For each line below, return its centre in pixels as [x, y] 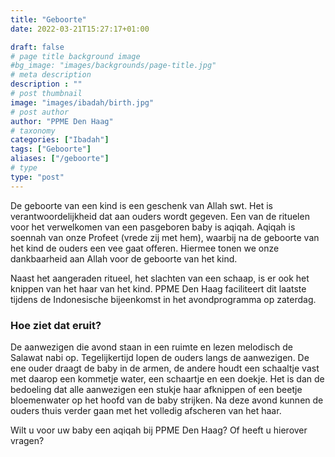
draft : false [37, 47]
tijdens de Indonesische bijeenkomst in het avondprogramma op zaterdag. [163, 299]
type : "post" [37, 177]
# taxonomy [33, 131]
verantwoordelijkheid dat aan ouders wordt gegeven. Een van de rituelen [160, 216]
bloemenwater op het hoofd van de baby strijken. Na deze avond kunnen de [167, 400]
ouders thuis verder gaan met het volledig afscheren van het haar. [146, 410]
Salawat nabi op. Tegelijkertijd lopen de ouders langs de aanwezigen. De [160, 357]
